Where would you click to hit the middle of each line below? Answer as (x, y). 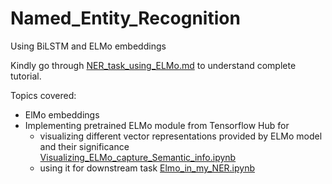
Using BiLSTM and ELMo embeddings (88, 46)
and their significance (84, 146)
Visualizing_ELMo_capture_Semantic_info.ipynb (138, 157)
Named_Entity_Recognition (125, 18)
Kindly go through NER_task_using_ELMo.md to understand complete (153, 65)
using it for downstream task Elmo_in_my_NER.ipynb (147, 168)
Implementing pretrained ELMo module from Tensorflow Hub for (157, 125)
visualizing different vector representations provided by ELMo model (181, 136)
